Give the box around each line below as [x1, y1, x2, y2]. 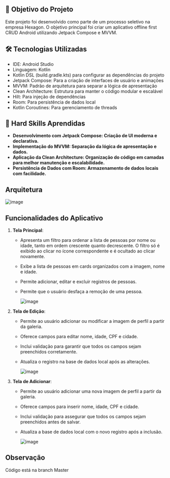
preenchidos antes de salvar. [20, 419, 81, 425]
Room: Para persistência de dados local [12, 99, 96, 105]
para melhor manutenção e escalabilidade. [12, 160, 105, 166]
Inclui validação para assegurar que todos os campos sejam [20, 414, 146, 420]
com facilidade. [12, 170, 47, 177]
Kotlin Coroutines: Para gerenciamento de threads [12, 104, 118, 110]
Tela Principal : [12, 228, 44, 234]
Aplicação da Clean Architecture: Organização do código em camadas [12, 154, 164, 161]
